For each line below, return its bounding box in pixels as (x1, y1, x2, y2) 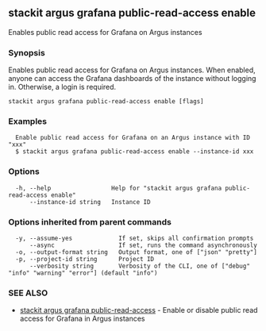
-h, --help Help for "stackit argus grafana (15, 184, 222, 192)
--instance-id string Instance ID (29, 198, 151, 206)
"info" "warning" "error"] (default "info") (8, 269, 158, 277)
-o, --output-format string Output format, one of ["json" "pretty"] (15, 248, 258, 256)
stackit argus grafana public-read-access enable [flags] (8, 98, 204, 106)
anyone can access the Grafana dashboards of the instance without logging (8, 74, 256, 83)
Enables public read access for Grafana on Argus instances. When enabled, (8, 65, 256, 75)
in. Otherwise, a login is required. (8, 83, 117, 92)
